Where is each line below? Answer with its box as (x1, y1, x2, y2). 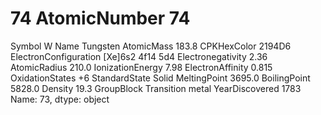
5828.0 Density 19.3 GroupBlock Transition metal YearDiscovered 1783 (10, 82, 302, 94)
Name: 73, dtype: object (10, 93, 110, 105)
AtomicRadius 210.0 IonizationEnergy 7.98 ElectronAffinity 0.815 (10, 61, 273, 73)
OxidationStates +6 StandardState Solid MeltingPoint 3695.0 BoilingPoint (10, 72, 311, 84)
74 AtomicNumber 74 (10, 7, 191, 30)
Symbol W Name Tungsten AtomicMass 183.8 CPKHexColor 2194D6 (10, 40, 292, 52)
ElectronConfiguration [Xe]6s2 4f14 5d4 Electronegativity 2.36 (10, 50, 268, 62)
